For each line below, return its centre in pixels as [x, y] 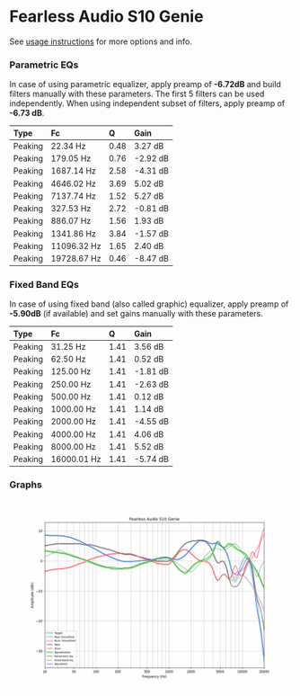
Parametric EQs [44, 65]
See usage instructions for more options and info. [101, 41]
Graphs [26, 485]
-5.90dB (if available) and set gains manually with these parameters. [136, 314]
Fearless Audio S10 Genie [106, 17]
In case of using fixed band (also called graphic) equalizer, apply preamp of [149, 304]
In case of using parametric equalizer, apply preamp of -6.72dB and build [145, 85]
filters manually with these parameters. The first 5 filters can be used [137, 94]
